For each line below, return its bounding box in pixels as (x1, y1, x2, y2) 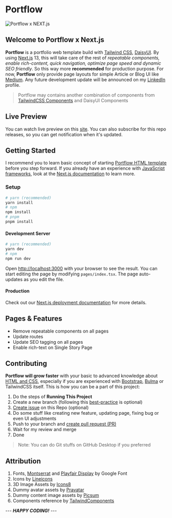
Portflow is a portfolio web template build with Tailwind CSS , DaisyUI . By (5, 49, 159, 55)
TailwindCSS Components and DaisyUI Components (17, 97, 128, 103)
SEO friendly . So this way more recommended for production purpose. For (5, 65, 164, 71)
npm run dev (5, 256, 31, 261)
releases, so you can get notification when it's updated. (5, 131, 123, 137)
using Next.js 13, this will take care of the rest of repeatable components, (5, 54, 160, 61)
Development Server (5, 230, 50, 236)
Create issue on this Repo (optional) (12, 404, 89, 411)
